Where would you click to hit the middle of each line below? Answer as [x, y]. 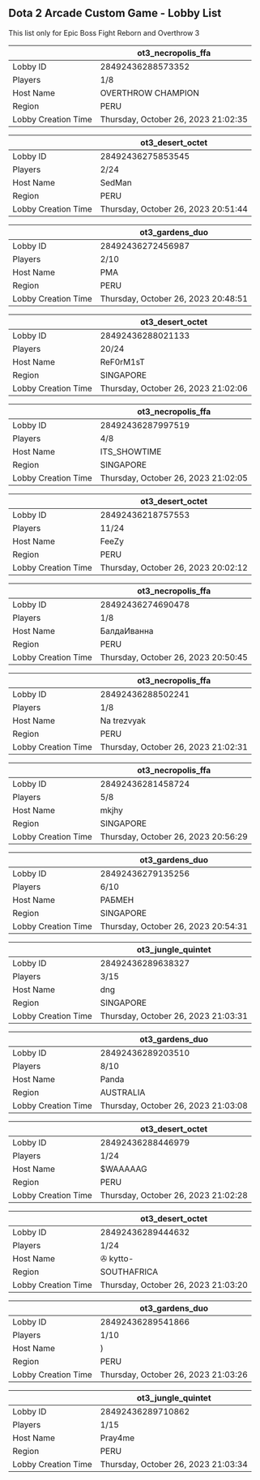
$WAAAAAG [124, 1169]
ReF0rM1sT [123, 361]
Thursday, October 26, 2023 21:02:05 [174, 477]
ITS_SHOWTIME [131, 451]
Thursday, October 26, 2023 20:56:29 [174, 836]
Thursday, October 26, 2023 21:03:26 [174, 1375]
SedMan [116, 182]
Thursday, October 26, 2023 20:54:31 [174, 926]
